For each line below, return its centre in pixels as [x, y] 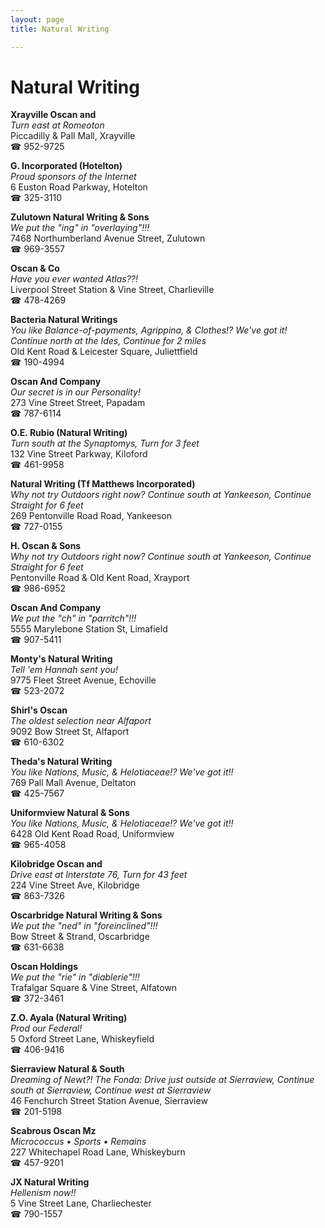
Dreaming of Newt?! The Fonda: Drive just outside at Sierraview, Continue [162, 1080]
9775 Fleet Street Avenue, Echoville [83, 680]
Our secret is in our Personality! [75, 392]
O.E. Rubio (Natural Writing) [69, 433]
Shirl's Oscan [39, 710]
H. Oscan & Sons [46, 546]
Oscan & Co [35, 268]
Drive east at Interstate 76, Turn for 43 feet [99, 875]
